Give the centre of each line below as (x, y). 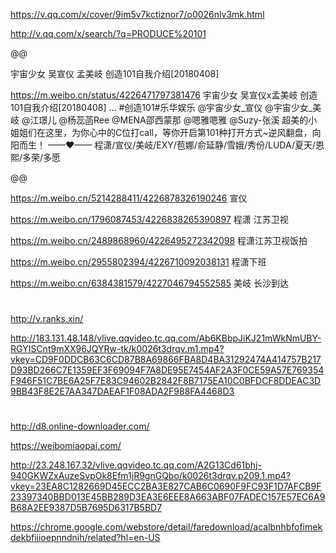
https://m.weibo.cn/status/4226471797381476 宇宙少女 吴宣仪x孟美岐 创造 (164, 95)
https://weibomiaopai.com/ (66, 446)
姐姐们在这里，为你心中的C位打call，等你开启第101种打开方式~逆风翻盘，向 (166, 132)
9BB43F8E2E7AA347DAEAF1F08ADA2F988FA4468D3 (122, 391)
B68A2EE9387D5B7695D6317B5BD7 (86, 508)
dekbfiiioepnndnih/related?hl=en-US (85, 538)
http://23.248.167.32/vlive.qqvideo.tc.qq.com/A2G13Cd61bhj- (136, 465)
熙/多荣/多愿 (36, 157)
